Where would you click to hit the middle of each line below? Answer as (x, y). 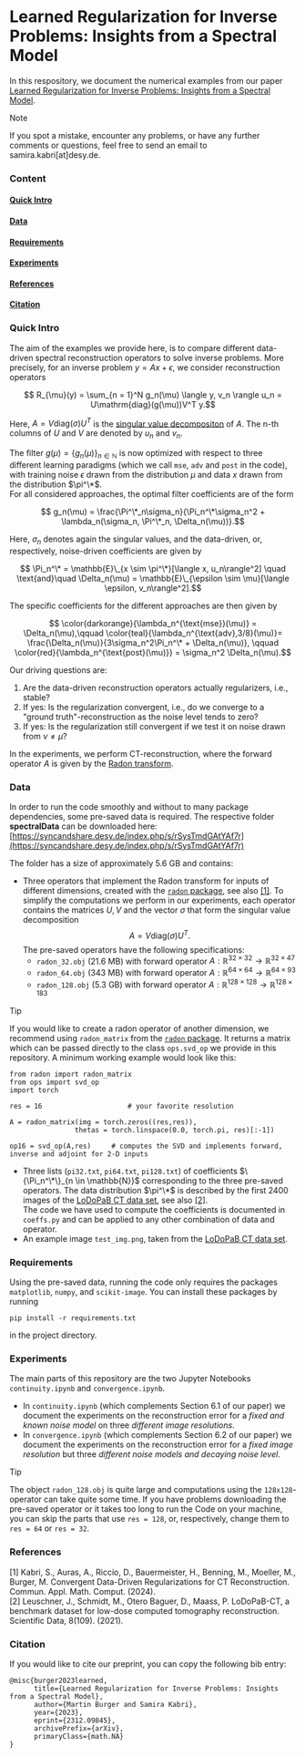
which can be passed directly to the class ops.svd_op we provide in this (143, 1048)
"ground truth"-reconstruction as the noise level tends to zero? (140, 717)
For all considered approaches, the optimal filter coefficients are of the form (152, 493)
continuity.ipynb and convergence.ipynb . (87, 1389)
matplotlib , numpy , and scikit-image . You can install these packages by (143, 1291)
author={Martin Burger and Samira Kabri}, (115, 1704)
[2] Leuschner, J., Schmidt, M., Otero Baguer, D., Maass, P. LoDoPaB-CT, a (149, 1601)
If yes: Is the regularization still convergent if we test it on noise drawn (154, 726)
